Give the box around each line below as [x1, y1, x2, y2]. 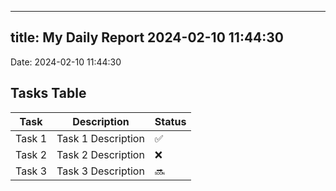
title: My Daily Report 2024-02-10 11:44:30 [10, 29, 285, 46]
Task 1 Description [56, 131, 145, 145]
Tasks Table [10, 85, 87, 102]
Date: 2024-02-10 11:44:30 [10, 56, 122, 68]
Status [154, 114, 187, 128]
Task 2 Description [56, 147, 145, 161]
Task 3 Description [56, 164, 145, 178]
